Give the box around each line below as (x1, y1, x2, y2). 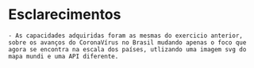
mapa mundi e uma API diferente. (8, 52, 119, 60)
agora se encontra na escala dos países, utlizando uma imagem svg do (8, 45, 247, 53)
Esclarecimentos (8, 6, 121, 24)
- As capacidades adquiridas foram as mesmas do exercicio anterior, (8, 32, 244, 40)
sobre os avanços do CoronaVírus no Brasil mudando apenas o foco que (8, 38, 247, 47)
